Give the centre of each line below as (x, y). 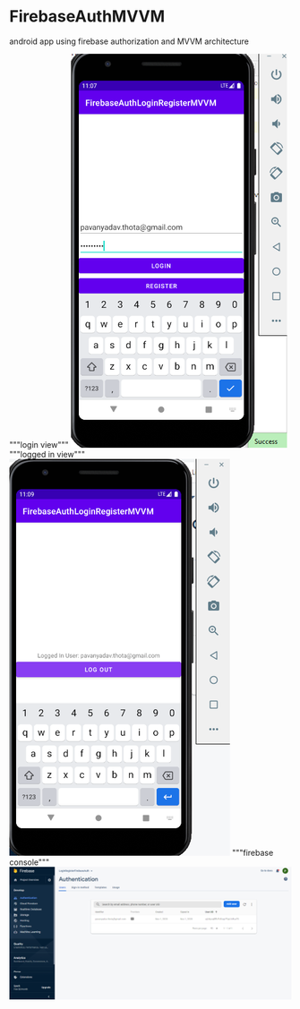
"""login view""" (39, 444)
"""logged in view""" (47, 454)
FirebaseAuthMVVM (87, 17)
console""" (30, 862)
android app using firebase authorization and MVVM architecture (129, 41)
